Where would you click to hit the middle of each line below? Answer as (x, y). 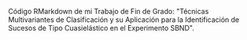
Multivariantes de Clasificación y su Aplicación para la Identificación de (124, 20)
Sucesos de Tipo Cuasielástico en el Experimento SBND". (101, 28)
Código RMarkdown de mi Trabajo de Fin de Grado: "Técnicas (109, 11)
